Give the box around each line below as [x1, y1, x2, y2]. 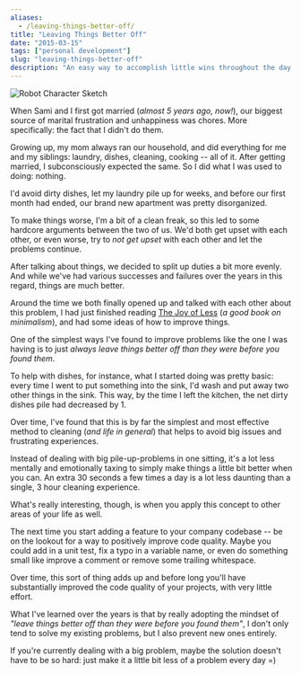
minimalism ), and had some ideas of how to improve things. [10, 316, 231, 327]
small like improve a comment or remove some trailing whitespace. [10, 554, 256, 565]
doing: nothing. [10, 170, 66, 181]
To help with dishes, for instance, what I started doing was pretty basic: [10, 370, 274, 381]
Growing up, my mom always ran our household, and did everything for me [10, 141, 287, 153]
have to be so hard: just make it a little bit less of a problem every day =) [10, 654, 277, 665]
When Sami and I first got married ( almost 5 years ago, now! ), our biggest [10, 105, 283, 116]
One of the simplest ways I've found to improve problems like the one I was [10, 333, 288, 344]
